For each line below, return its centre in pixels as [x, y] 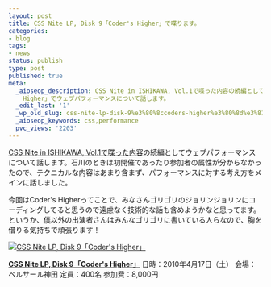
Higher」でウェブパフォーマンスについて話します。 [96, 98]
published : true [35, 76]
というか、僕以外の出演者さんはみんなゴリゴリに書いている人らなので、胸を [135, 219]
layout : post [30, 16]
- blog [19, 38]
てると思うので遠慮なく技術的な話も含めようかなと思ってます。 [155, 210]
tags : [17, 46]
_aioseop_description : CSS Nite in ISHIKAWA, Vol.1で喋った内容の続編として [140, 91]
